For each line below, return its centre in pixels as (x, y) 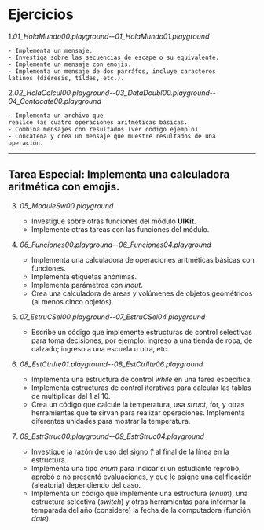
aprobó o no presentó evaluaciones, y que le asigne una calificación (141, 477)
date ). (41, 518)
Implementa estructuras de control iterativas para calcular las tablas (141, 388)
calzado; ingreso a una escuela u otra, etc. (100, 348)
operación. (26, 143)
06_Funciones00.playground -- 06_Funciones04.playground (115, 245)
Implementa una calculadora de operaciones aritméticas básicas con (143, 259)
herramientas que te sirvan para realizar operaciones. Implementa (138, 412)
